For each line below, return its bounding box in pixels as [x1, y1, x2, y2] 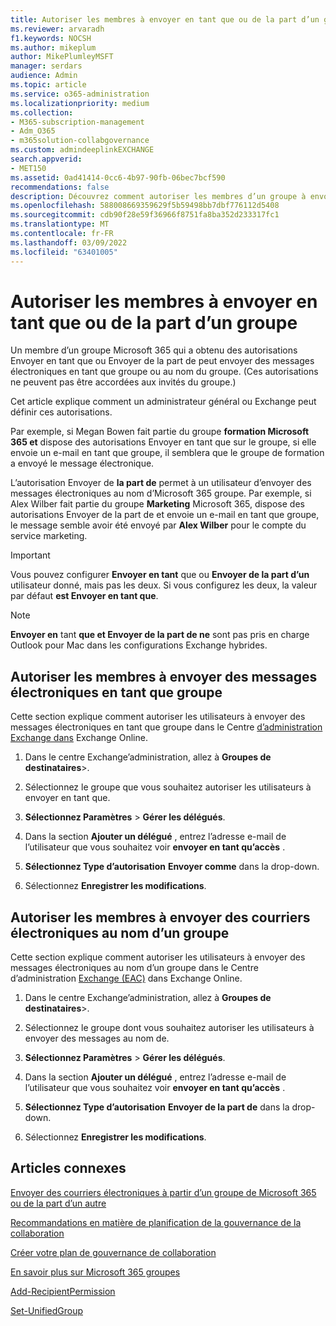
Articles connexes [10, 1160, 127, 1177]
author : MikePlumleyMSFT [10, 52, 114, 62]
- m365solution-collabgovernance [10, 136, 150, 146]
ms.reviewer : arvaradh [10, 24, 105, 34]
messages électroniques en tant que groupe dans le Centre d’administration [10, 721, 323, 733]
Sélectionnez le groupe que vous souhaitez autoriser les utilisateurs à [24, 781, 312, 793]
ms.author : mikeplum [10, 42, 97, 53]
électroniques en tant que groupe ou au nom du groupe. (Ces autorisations [10, 366, 319, 378]
